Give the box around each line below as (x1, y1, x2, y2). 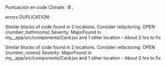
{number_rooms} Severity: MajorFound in (5, 50, 92, 55)
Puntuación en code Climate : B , (5, 5, 74, 10)
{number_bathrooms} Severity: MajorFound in (5, 29, 102, 35)
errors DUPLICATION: (5, 14, 51, 20)
